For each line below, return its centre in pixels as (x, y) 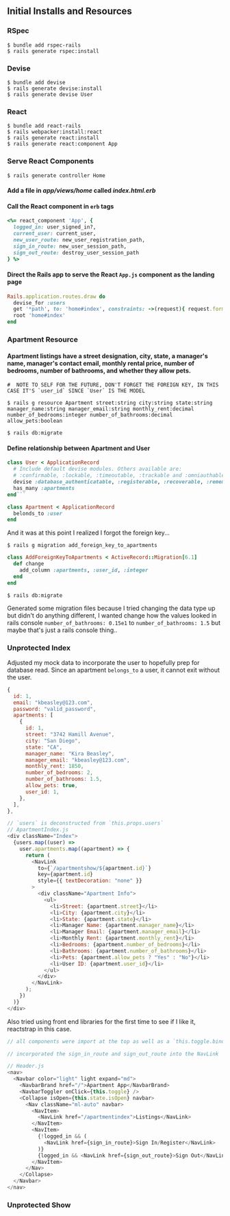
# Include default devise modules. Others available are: (98, 469)
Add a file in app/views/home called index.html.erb (81, 191)
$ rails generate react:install (53, 138)
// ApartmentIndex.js (38, 830)
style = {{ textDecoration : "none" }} (90, 881)
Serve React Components (51, 161)
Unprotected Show (39, 1205)
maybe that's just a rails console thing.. (62, 630)
